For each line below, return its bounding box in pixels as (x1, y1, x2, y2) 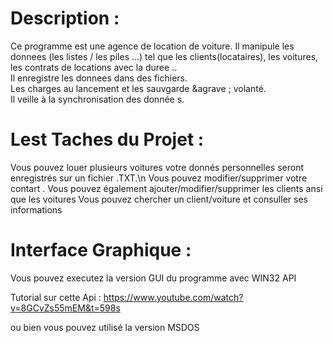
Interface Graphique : (10, 239, 192, 262)
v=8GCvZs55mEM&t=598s (10, 302, 121, 314)
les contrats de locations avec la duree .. (10, 61, 178, 73)
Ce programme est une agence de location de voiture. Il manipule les (10, 40, 295, 52)
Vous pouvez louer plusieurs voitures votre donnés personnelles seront (10, 161, 304, 173)
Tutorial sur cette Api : (10, 291, 102, 303)
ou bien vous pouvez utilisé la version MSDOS (10, 321, 200, 333)
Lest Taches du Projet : (10, 128, 205, 151)
